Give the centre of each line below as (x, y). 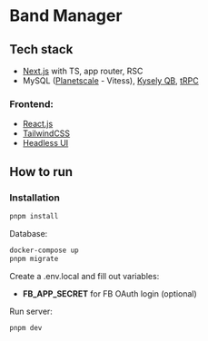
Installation (35, 198)
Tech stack (41, 49)
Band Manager (66, 16)
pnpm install (34, 216)
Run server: (31, 311)
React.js (38, 124)
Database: (29, 233)
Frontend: (32, 103)
